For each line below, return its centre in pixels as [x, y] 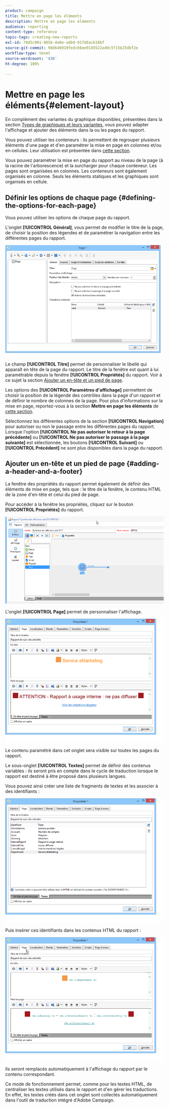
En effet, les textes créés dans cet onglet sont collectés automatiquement [81, 1094]
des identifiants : [22, 791]
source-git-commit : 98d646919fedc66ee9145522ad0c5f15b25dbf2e [72, 48]
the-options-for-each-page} [51, 205]
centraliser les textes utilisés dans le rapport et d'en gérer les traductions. [82, 1089]
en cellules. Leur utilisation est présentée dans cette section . [68, 151]
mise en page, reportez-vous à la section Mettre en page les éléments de [82, 406]
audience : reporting [27, 27]
